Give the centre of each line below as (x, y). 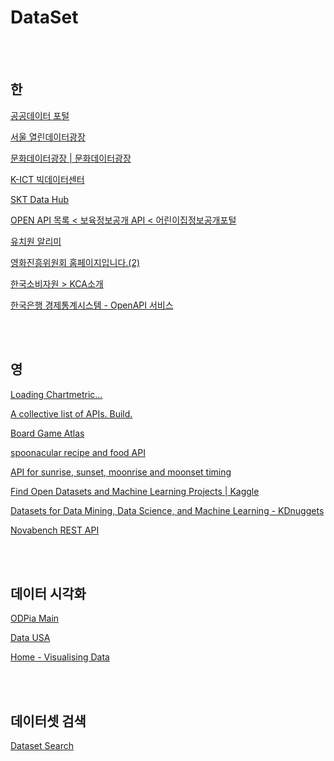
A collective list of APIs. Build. (71, 413)
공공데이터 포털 (40, 115)
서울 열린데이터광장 (48, 137)
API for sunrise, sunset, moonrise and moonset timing (121, 472)
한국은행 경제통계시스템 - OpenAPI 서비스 (92, 305)
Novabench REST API (55, 530)
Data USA (30, 638)
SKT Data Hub (40, 199)
